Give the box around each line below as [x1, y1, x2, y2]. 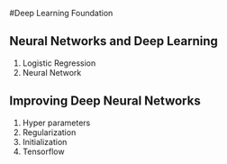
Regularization [22, 126, 77, 138]
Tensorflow [22, 146, 65, 157]
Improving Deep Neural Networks [9, 94, 201, 109]
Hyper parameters [22, 117, 91, 128]
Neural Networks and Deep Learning [9, 33, 219, 49]
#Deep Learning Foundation [9, 8, 113, 18]
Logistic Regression [22, 58, 96, 68]
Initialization [22, 136, 68, 147]
